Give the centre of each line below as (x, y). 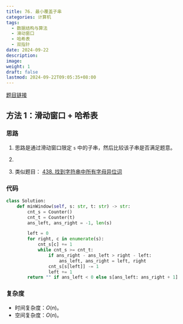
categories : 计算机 (29, 17)
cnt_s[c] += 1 (55, 245)
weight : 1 (18, 66)
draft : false (22, 72)
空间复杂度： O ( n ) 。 (38, 315)
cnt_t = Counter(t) (51, 217)
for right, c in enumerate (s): (66, 239)
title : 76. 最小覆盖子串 (34, 12)
